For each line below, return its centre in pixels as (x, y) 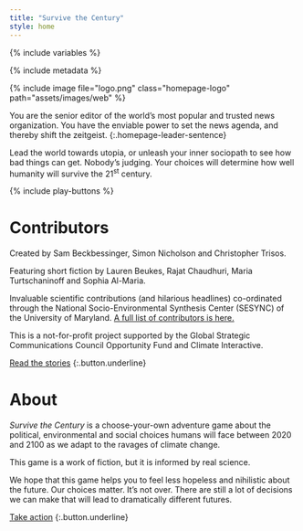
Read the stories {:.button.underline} (78, 363)
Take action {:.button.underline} (69, 517)
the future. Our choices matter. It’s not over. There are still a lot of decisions (151, 490)
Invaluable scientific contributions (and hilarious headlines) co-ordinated (146, 299)
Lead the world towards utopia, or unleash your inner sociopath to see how (151, 153)
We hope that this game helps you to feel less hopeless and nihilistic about (150, 480)
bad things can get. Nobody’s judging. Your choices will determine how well (152, 162)
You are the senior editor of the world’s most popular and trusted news (142, 115)
